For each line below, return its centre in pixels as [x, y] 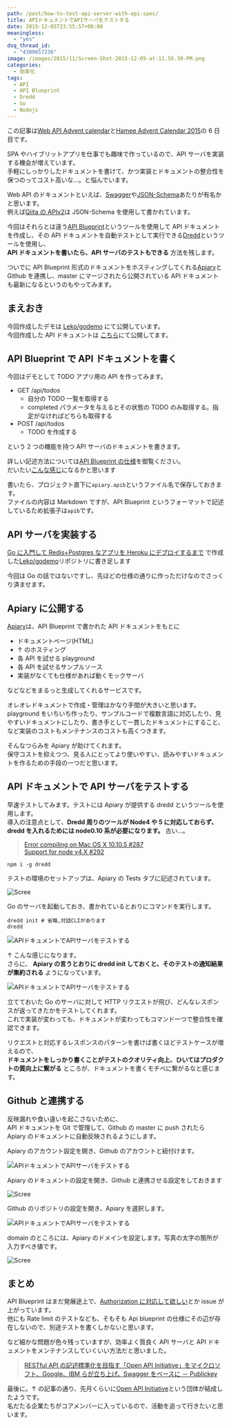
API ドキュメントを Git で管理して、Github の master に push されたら [106, 1127]
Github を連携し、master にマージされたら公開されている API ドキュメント [113, 276]
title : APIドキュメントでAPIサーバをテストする [68, 20]
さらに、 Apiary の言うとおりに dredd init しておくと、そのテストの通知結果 [115, 963]
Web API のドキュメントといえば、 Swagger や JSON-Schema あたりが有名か [114, 194]
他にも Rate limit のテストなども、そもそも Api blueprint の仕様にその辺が [111, 1319]
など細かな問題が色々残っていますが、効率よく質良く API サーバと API [107, 1342]
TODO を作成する [52, 432]
